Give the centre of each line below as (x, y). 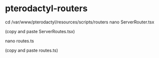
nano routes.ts (20, 41)
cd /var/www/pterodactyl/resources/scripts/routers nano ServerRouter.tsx (80, 22)
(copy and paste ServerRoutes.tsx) (40, 31)
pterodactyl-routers (46, 9)
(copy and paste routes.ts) (32, 50)
